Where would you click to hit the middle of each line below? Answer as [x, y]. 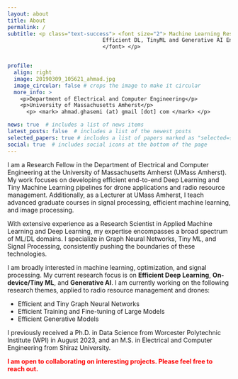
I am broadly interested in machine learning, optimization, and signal [107, 267]
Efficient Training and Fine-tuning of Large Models [91, 311]
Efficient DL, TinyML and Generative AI [163, 40]
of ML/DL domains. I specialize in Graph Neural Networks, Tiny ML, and [112, 239]
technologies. [27, 254]
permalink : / [27, 27]
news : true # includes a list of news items [75, 125]
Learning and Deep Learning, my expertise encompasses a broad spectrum [118, 231]
